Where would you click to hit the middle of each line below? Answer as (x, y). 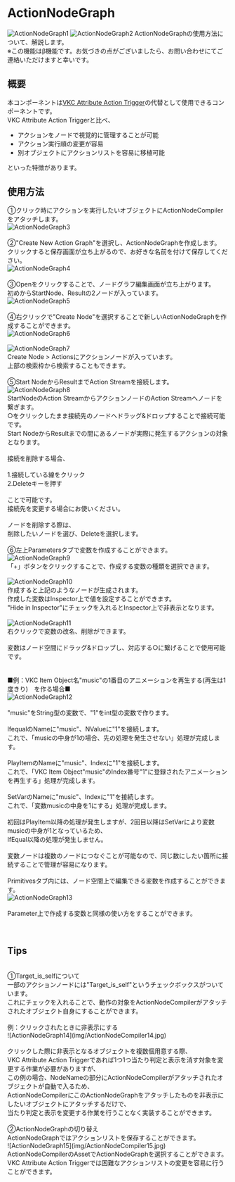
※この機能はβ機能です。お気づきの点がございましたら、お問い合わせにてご (115, 51)
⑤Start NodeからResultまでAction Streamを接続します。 (90, 382)
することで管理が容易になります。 (62, 865)
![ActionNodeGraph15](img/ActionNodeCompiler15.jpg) (87, 1146)
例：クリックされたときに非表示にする (63, 1027)
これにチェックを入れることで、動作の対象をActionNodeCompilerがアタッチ (117, 1002)
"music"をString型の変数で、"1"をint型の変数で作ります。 (90, 712)
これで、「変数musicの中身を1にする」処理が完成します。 (89, 805)
